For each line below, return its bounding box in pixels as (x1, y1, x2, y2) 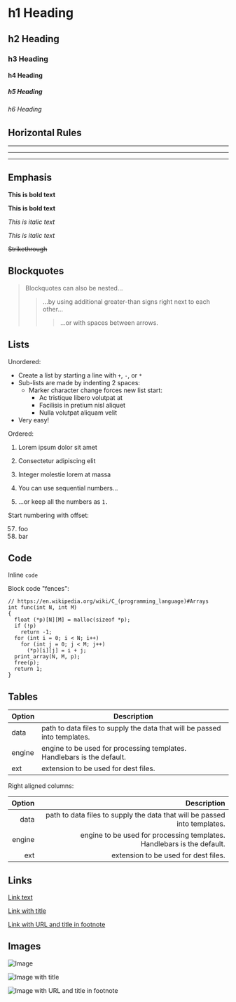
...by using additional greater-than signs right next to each (42, 297, 211, 306)
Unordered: (8, 357, 41, 366)
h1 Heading (8, 5, 74, 21)
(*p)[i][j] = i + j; (26, 647, 87, 654)
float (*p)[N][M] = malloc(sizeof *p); (14, 616, 131, 624)
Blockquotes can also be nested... (25, 283, 123, 292)
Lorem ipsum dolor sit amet (18, 443, 97, 451)
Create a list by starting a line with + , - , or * (18, 370, 143, 380)
